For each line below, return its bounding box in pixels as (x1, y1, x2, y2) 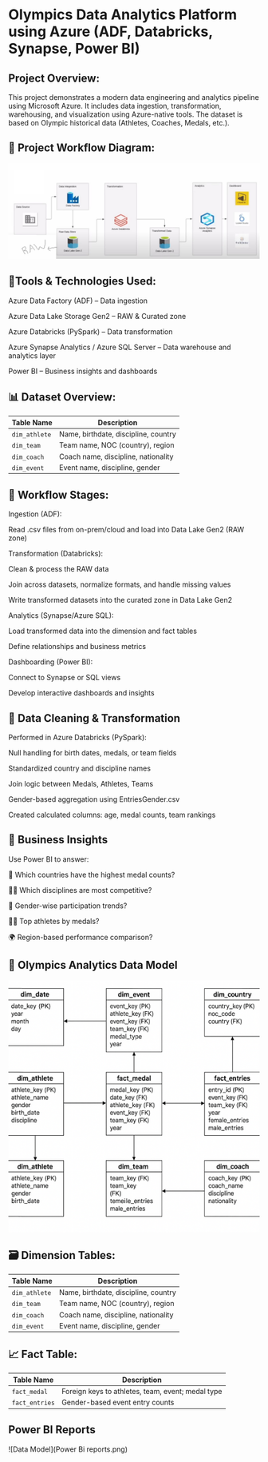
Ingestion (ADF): (8, 509, 62, 519)
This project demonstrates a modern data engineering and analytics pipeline (8, 93, 259, 102)
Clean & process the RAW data (8, 564, 109, 574)
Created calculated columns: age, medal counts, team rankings (8, 810, 216, 820)
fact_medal (11, 1388, 48, 1396)
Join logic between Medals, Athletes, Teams (8, 779, 154, 789)
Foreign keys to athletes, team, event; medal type (61, 1387, 223, 1396)
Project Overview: (8, 71, 100, 85)
